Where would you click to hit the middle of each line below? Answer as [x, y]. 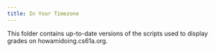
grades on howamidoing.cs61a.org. [57, 41]
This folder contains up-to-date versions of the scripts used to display [107, 33]
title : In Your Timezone [43, 14]
